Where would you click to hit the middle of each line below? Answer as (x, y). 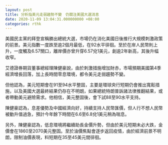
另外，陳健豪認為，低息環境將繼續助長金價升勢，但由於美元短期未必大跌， (82, 125)
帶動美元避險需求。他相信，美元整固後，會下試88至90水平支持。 (76, 97)
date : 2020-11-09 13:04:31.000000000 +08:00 (52, 19)
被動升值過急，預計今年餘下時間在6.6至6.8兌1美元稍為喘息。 (67, 114)
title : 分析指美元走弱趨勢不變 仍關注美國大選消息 (52, 14)
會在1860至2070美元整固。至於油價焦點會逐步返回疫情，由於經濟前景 (81, 131)
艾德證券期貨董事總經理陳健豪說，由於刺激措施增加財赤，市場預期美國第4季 (83, 68)
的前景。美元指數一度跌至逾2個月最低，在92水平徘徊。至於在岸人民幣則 (79, 45)
